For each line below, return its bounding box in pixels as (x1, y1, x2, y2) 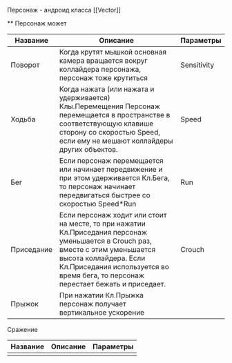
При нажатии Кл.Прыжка (59, 291, 144, 300)
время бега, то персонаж (59, 271, 145, 280)
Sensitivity (180, 60, 215, 70)
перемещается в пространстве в (59, 110, 171, 119)
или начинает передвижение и (59, 165, 163, 174)
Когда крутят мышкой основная (59, 48, 167, 57)
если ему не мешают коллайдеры (59, 136, 174, 146)
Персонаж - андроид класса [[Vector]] (7, 6, 121, 14)
